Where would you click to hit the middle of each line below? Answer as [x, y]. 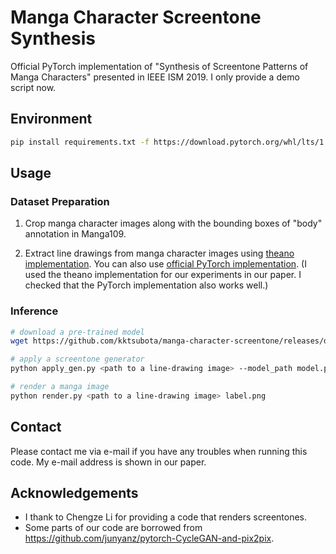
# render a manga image [60, 387]
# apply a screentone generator [77, 359]
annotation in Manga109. [75, 234]
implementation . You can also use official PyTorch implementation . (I [165, 264]
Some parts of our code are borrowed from [113, 528]
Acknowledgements [74, 493]
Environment [51, 119]
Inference [34, 311]
